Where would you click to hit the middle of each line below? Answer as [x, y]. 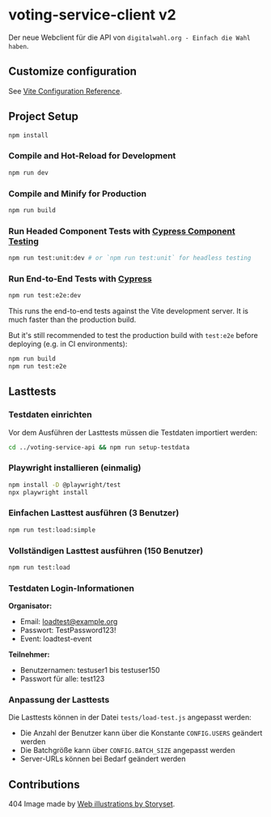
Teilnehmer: [29, 655]
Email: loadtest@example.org [69, 622]
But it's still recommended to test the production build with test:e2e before [133, 336]
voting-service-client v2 [92, 15]
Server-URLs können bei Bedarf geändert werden [103, 759]
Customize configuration [73, 72]
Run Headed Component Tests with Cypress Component [122, 231]
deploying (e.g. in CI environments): [68, 344]
